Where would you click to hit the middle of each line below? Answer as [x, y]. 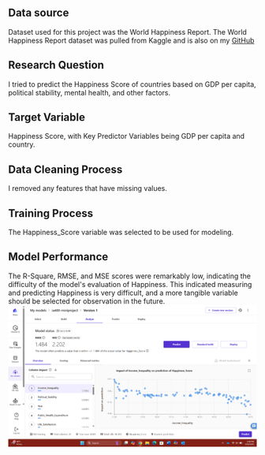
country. [22, 144]
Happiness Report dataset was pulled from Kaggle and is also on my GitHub [131, 40]
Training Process [50, 213]
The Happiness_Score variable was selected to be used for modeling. [121, 233]
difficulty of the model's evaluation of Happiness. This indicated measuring [130, 284]
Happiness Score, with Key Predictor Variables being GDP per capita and [127, 136]
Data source [39, 13]
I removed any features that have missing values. [88, 188]
